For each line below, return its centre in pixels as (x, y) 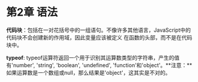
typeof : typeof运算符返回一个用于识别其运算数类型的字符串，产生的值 (93, 57)
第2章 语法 (32, 12)
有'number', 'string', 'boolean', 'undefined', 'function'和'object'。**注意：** (99, 65)
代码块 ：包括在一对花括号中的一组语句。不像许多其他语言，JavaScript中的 (99, 30)
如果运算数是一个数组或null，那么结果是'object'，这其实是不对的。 (88, 72)
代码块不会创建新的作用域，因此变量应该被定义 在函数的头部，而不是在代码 (99, 37)
